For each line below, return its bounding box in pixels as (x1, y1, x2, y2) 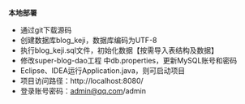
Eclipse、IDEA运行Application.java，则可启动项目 (19, 66, 186, 76)
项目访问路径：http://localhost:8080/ (19, 76, 144, 85)
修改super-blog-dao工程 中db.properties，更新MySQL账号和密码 (19, 56, 238, 65)
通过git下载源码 (19, 25, 72, 35)
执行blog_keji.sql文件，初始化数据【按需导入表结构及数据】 (19, 45, 219, 55)
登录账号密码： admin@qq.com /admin (19, 86, 146, 96)
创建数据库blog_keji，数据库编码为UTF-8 (19, 36, 157, 45)
